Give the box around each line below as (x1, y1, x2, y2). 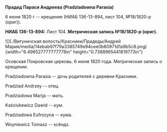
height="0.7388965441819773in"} (73, 49, 143, 55)
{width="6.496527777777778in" (5, 49, 72, 55)
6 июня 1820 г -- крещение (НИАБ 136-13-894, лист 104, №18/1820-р (5, 14, 151, 19)
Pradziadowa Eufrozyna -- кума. (5, 112, 73, 118)
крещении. (5, 64, 28, 69)
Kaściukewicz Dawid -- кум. (5, 102, 64, 108)
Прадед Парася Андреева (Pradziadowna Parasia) (5, 4, 114, 10)
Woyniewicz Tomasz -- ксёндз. (5, 122, 70, 127)
